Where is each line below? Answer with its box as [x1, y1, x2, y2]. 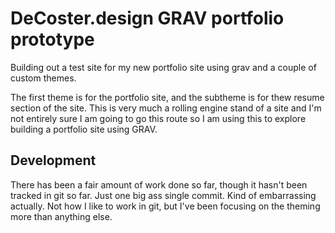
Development [10, 152, 97, 169]
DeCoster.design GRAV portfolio [10, 7, 285, 30]
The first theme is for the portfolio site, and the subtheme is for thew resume [10, 91, 325, 103]
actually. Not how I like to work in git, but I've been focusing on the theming [10, 200, 321, 212]
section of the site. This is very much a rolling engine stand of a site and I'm [10, 102, 322, 114]
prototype [10, 28, 95, 51]
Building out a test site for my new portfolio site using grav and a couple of [10, 61, 317, 73]
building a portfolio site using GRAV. [10, 123, 158, 135]
